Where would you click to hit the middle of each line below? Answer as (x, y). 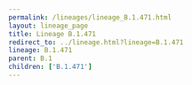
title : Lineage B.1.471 (52, 34)
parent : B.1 (30, 58)
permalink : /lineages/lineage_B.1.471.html (90, 17)
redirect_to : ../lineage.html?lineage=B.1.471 (96, 42)
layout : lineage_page (48, 26)
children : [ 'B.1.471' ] (50, 67)
